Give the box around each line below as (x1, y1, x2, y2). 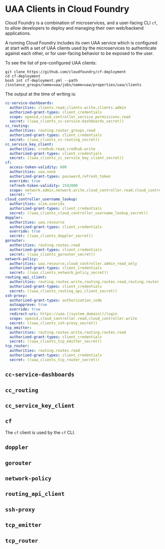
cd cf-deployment (5, 73, 41, 78)
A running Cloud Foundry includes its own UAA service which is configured (5, 39, 158, 45)
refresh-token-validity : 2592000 (9, 183, 78, 188)
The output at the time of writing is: (5, 91, 77, 97)
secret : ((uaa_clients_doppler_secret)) (9, 233, 93, 239)
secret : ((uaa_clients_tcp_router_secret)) (9, 357, 100, 362)
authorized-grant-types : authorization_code (9, 297, 102, 303)
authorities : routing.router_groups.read (9, 128, 96, 133)
